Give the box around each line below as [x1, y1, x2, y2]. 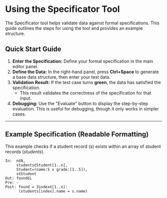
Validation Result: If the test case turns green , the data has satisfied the [12, 79, 161, 85]
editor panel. [12, 63, 39, 69]
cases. [12, 111, 26, 117]
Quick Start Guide [5, 45, 62, 53]
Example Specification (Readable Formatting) [5, 130, 149, 139]
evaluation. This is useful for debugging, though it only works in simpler [12, 105, 159, 111]
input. [19, 95, 32, 101]
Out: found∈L [5, 176, 32, 181]
